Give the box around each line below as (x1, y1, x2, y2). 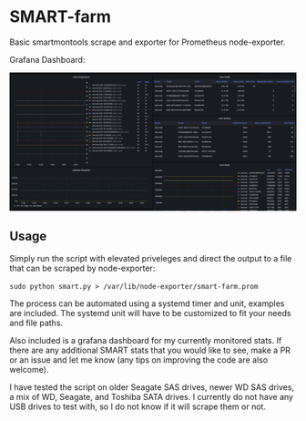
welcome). (9, 364, 49, 375)
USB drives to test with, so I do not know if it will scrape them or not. (9, 401, 267, 412)
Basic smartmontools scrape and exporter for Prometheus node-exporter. (9, 36, 286, 47)
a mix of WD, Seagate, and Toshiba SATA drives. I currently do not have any (9, 391, 294, 402)
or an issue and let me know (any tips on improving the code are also (9, 354, 269, 365)
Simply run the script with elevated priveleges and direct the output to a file (9, 252, 292, 263)
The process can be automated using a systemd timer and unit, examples (9, 298, 285, 309)
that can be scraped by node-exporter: (9, 262, 156, 273)
